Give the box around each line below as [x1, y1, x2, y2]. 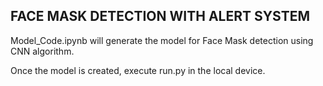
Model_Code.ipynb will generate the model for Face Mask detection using [10, 34, 314, 46]
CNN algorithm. [10, 45, 75, 57]
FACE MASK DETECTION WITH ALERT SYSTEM [10, 8, 311, 25]
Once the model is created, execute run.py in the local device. [10, 64, 266, 76]
